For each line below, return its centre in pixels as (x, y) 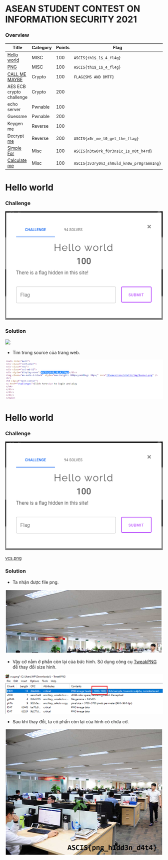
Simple (14, 148)
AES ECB (16, 86)
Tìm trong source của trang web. (46, 352)
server (14, 110)
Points (63, 47)
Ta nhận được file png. (35, 582)
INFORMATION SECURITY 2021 (71, 19)
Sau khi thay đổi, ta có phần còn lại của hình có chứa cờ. (70, 721)
